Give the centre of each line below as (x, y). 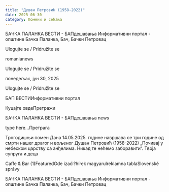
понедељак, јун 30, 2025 (32, 79)
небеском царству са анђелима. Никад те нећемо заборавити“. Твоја (81, 148)
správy (12, 169)
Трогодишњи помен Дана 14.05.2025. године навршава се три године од (84, 138)
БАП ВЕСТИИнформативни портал (43, 98)
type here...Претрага (27, 128)
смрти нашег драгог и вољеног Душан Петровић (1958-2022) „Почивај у (84, 143)
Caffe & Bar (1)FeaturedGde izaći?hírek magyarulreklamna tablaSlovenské (82, 164)
